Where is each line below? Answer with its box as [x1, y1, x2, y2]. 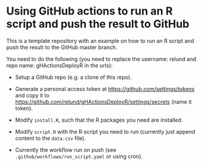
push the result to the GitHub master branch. [6, 44, 118, 51]
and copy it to [15, 91, 50, 99]
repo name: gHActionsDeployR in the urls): [6, 62, 113, 69]
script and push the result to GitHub [6, 17, 189, 31]
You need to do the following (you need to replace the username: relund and [6, 55, 197, 62]
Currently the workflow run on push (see [15, 146, 117, 153]
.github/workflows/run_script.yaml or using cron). [15, 153, 143, 160]
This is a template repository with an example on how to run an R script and [6, 37, 195, 44]
